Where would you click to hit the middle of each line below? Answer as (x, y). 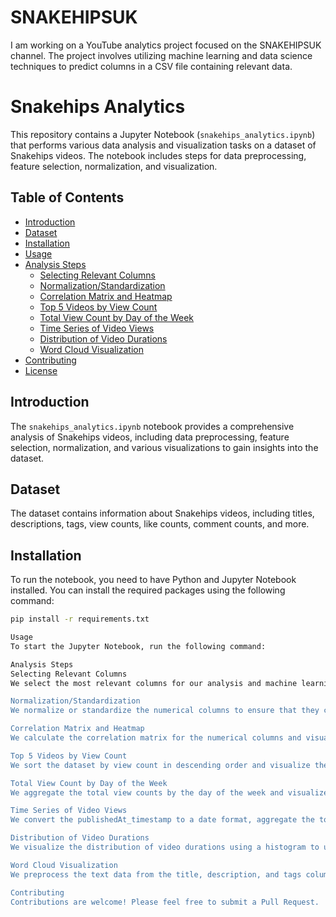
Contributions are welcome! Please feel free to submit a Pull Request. (165, 902)
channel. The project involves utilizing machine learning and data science (161, 55)
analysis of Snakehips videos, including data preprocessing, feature (150, 437)
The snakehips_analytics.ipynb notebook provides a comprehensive (152, 426)
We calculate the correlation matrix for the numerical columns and (156, 738)
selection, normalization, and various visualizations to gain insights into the (164, 447)
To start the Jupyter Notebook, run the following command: (138, 646)
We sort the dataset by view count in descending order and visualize (160, 765)
